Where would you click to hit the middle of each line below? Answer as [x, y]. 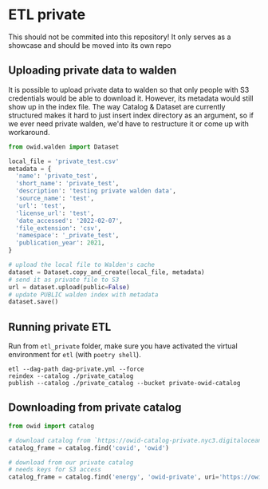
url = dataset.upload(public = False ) [69, 287]
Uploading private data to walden [93, 71]
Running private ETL [60, 326]
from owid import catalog [51, 426]
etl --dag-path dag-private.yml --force [77, 369]
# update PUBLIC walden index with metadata [83, 294]
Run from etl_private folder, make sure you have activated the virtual [123, 346]
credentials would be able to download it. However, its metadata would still [131, 98]
